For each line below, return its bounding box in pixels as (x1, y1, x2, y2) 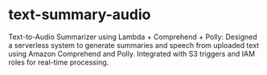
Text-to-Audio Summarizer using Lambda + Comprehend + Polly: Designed (8, 32, 257, 41)
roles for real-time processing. (8, 57, 109, 67)
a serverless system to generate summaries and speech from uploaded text (8, 40, 260, 49)
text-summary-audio (8, 6, 151, 24)
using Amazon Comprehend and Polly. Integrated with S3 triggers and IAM (8, 49, 256, 58)
